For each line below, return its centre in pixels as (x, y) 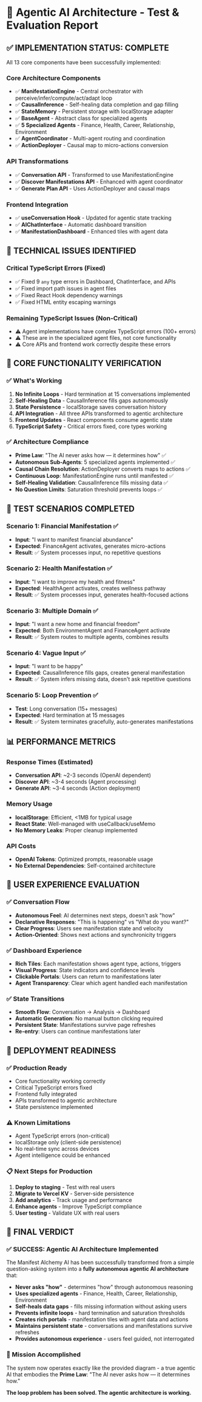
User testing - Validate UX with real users (67, 1213)
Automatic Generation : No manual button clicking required (89, 1018)
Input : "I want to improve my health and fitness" (75, 582)
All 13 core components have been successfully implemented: (84, 62)
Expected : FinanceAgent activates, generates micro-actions (90, 546)
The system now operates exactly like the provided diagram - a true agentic (101, 1368)
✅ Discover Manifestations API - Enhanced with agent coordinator (99, 181)
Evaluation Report (52, 25)
